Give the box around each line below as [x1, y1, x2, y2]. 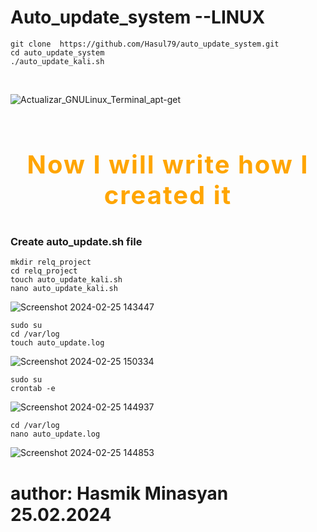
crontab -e [10, 384, 56, 394]
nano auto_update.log [10, 429, 101, 440]
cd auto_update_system [10, 47, 105, 58]
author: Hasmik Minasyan [10, 482, 229, 505]
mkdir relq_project [10, 257, 92, 268]
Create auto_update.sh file [10, 234, 143, 248]
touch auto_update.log [10, 338, 105, 348]
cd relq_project [10, 266, 78, 276]
